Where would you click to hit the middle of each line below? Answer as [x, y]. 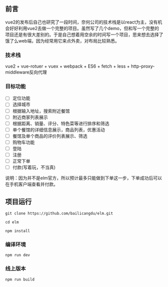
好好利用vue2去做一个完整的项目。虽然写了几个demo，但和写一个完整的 [84, 28]
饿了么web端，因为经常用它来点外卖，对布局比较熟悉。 [62, 41]
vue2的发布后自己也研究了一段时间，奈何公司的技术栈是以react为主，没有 [81, 22]
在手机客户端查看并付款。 [32, 184]
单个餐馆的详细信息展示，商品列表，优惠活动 [59, 130]
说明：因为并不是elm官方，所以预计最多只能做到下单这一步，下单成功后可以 [83, 178]
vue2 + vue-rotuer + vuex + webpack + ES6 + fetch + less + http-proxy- [80, 66]
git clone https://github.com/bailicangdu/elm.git [59, 213]
